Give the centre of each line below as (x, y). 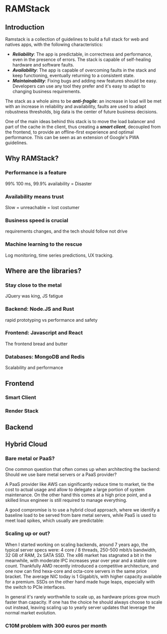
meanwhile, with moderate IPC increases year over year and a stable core (81, 560)
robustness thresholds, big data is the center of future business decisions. (82, 112)
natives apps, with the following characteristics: (54, 45)
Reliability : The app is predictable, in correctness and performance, (82, 54)
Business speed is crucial (37, 220)
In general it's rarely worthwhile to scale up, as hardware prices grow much (83, 596)
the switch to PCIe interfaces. (35, 587)
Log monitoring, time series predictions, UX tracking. (59, 255)
